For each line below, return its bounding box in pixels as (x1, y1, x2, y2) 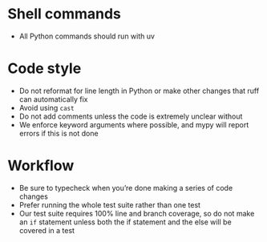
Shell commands (7, 5, 122, 23)
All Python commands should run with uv (18, 31, 156, 41)
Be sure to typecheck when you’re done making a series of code (18, 183, 233, 192)
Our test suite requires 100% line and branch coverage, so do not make (18, 208, 255, 218)
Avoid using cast (18, 103, 75, 112)
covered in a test (18, 225, 75, 235)
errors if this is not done (18, 128, 99, 138)
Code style (7, 59, 82, 78)
